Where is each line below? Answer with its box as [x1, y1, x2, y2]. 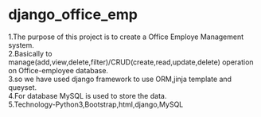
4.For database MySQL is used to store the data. [8, 91, 167, 100]
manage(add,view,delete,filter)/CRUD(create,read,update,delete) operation [8, 57, 254, 67]
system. [8, 40, 34, 49]
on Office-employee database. [8, 65, 109, 75]
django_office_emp [8, 6, 138, 24]
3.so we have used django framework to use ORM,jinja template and [8, 74, 232, 84]
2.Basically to [8, 49, 53, 58]
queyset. [8, 82, 37, 92]
